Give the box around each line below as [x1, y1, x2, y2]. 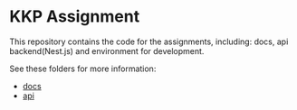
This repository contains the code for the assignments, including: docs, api [9, 36, 289, 47]
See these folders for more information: [9, 63, 157, 74]
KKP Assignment [9, 6, 140, 27]
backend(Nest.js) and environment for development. [9, 45, 205, 56]
